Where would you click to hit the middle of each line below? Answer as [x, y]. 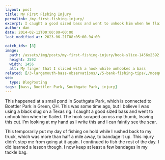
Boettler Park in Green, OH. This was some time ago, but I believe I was [77, 106]
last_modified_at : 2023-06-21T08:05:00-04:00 [52, 37]
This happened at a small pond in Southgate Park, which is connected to [78, 101]
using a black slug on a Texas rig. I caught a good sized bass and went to [79, 111]
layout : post [18, 10]
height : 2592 [23, 59]
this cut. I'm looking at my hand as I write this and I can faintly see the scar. [81, 122]
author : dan [17, 28]
